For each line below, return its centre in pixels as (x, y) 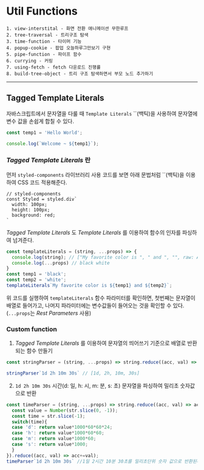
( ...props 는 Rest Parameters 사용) (49, 313)
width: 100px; (29, 204)
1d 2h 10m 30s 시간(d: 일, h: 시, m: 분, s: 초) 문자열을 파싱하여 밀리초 (97, 385)
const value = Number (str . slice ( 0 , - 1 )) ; (65, 410)
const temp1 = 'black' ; (36, 274)
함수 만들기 (39, 351)
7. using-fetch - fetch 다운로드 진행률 (54, 67)
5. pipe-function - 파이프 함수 (44, 54)
